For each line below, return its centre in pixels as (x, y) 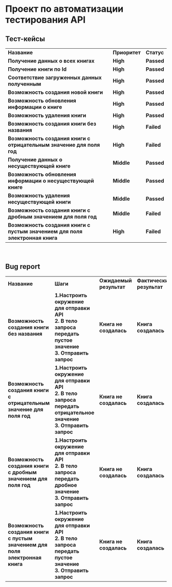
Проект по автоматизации (64, 9)
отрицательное (74, 413)
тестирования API (46, 20)
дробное (66, 485)
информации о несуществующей (51, 181)
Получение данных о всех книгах (51, 61)
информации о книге (35, 107)
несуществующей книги (39, 202)
